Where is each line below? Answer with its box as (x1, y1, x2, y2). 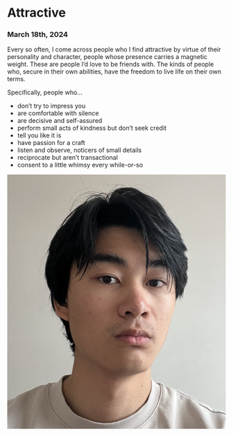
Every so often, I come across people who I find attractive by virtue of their (7, 45, 221, 53)
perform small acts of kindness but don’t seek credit (17, 124, 167, 133)
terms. (7, 75, 26, 83)
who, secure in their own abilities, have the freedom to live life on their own (7, 67, 222, 76)
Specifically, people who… (7, 88, 83, 97)
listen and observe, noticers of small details (17, 146, 142, 154)
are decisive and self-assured (17, 117, 103, 125)
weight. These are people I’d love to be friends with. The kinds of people (7, 60, 214, 69)
